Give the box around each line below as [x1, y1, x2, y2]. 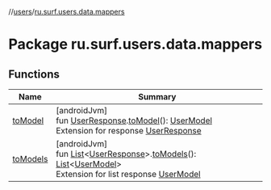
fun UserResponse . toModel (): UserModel [56, 115, 212, 126]
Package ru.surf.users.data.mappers [8, 36, 263, 53]
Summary [138, 91, 177, 102]
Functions [8, 67, 60, 81]
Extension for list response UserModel [56, 169, 201, 179]
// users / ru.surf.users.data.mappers [8, 7, 125, 16]
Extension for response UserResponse [56, 125, 202, 136]
